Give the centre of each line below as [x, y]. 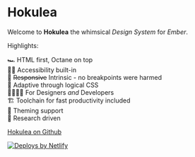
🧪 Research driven [34, 118]
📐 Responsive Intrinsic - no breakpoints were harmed [85, 77]
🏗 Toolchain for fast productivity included [69, 100]
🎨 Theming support [35, 110]
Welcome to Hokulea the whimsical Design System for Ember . [98, 32]
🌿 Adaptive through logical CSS [53, 85]
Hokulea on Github [35, 132]
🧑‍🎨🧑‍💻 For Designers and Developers [61, 92]
